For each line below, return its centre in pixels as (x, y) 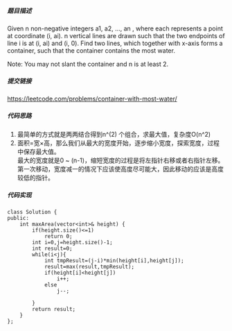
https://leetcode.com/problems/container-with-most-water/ (92, 99)
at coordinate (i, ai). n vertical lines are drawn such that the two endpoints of (116, 35)
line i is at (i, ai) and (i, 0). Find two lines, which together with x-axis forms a (115, 43)
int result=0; (52, 248)
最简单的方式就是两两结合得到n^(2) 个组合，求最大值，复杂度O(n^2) (114, 134)
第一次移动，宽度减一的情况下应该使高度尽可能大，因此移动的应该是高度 (120, 169)
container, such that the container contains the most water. (91, 50)
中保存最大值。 (38, 151)
